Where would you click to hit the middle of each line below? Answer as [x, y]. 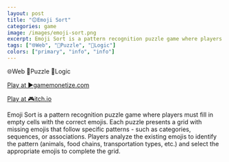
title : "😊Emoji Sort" [39, 20]
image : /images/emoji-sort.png [52, 33]
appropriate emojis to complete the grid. [64, 151]
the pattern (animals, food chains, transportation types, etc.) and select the [113, 143]
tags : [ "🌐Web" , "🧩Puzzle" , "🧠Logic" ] [62, 45]
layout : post [26, 13]
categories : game [32, 26]
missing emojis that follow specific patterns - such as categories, [99, 129]
